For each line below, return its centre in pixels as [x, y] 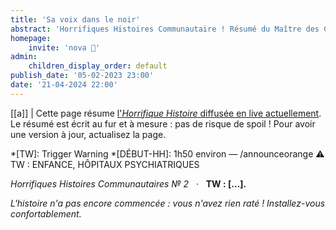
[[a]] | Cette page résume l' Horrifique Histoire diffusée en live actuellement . [166, 113]
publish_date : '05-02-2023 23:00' [82, 76]
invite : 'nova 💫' [64, 47]
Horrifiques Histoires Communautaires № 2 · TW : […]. [128, 183]
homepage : [31, 38]
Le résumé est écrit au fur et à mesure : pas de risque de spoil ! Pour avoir [163, 123]
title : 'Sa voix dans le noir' [75, 19]
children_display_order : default [98, 66]
